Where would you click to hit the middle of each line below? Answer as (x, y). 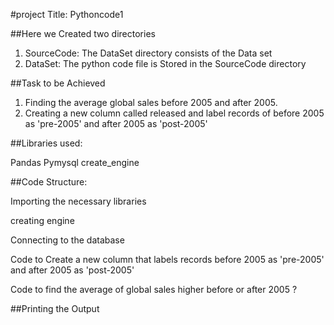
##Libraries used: (46, 143)
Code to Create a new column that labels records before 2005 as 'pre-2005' (167, 259)
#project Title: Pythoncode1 (67, 14)
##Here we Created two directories (83, 33)
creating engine (42, 220)
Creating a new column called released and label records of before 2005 (174, 113)
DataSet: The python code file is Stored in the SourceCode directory (165, 63)
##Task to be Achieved (58, 83)
